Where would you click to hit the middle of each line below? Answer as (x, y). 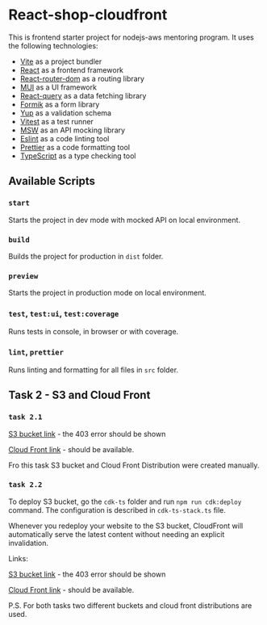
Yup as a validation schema (65, 113)
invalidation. (29, 543)
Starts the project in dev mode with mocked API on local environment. (124, 220)
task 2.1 (25, 417)
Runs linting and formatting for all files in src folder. (94, 370)
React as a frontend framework (71, 69)
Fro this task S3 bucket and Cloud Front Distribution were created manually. (134, 465)
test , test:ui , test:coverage (64, 314)
